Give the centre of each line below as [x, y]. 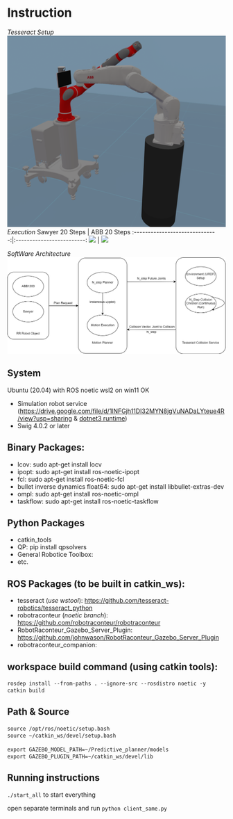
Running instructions [54, 778]
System [24, 373]
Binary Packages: [46, 447]
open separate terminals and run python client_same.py [87, 808]
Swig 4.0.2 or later [44, 425]
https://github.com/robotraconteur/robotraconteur [89, 623]
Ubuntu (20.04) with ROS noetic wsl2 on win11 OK [78, 390]
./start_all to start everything [51, 795]
